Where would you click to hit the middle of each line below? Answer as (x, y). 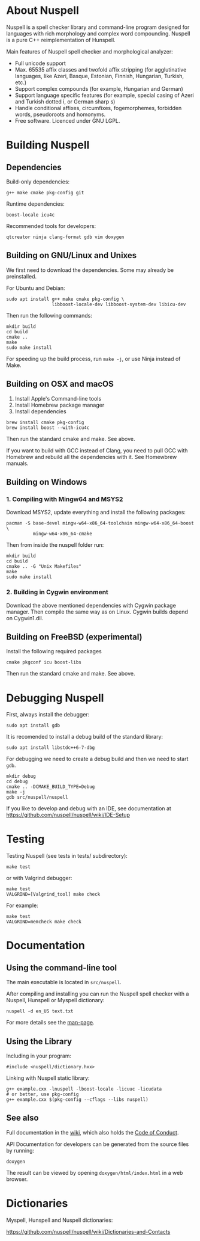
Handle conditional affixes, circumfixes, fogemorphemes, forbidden (98, 108)
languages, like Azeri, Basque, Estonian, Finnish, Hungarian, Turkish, (99, 76)
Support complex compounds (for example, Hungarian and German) (99, 88)
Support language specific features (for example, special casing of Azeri (104, 95)
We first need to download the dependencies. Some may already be (90, 270)
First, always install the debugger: (48, 715)
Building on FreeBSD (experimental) (74, 637)
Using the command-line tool (62, 968)
